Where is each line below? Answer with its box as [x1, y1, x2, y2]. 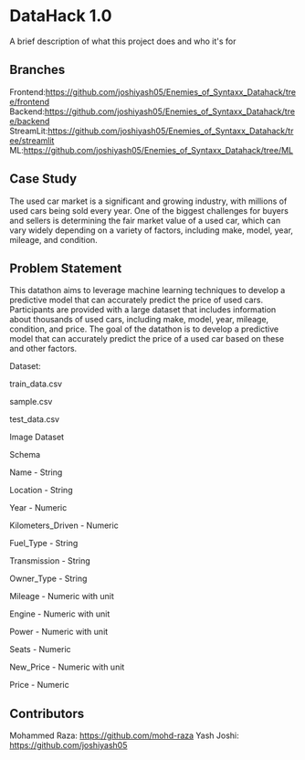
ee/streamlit [9, 134, 55, 146]
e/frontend [9, 96, 50, 107]
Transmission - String [9, 555, 91, 566]
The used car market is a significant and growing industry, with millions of [9, 195, 288, 206]
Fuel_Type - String [9, 538, 79, 549]
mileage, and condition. [9, 234, 98, 245]
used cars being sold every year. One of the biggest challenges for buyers [9, 205, 289, 216]
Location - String [9, 485, 73, 496]
